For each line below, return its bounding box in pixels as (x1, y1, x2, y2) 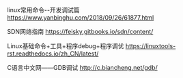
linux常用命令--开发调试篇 (7, 6, 80, 14)
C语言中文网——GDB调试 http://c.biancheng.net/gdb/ (7, 64, 158, 71)
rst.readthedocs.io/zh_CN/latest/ (7, 50, 99, 58)
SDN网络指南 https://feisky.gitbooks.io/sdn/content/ (7, 28, 154, 35)
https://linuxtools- (125, 42, 176, 50)
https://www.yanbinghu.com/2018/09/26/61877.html (7, 14, 154, 22)
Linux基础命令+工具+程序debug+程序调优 (7, 42, 124, 50)
